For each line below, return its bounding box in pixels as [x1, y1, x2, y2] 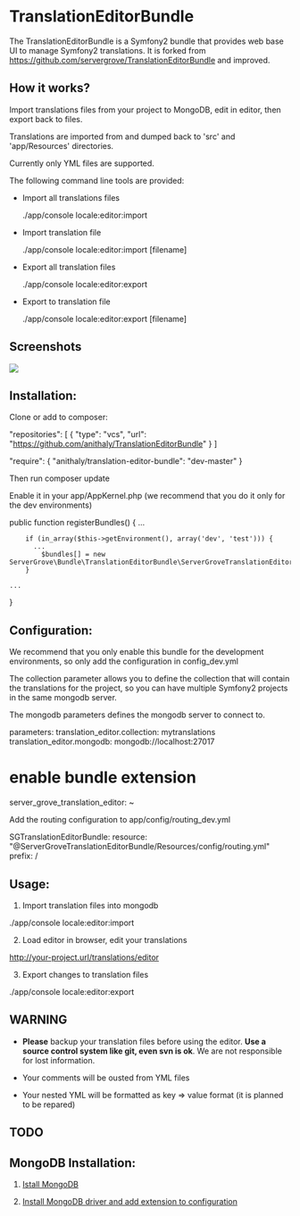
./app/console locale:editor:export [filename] [21, 313, 187, 324]
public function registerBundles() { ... [9, 517, 146, 528]
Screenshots [9, 339, 82, 354]
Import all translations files [21, 192, 121, 203]
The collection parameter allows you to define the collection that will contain [9, 674, 290, 684]
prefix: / [9, 850, 38, 862]
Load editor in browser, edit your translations [21, 934, 187, 945]
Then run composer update [9, 473, 110, 484]
